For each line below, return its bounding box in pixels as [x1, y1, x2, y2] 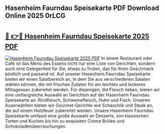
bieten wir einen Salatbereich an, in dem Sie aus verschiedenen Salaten [5, 76, 150, 82]
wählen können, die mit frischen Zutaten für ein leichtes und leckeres [5, 81, 146, 87]
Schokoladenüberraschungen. [5, 123, 66, 129]
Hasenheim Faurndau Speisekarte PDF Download [5, 4, 159, 12]
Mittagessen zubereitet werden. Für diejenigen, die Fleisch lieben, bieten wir [5, 87, 160, 93]
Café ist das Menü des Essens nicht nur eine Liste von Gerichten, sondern [5, 61, 155, 66]
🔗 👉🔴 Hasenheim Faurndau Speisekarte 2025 [5, 32, 149, 40]
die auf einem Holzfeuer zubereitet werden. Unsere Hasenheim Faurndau [5, 108, 154, 113]
